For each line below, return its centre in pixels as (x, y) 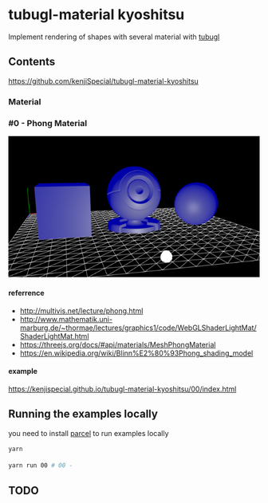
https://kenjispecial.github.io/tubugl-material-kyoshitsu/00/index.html (122, 389)
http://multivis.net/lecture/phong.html (81, 310)
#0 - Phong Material (48, 123)
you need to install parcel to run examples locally (89, 433)
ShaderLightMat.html (54, 336)
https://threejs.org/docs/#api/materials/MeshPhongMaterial (118, 344)
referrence (27, 293)
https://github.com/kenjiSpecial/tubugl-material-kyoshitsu (104, 81)
